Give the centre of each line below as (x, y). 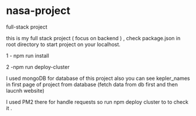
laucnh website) (25, 90)
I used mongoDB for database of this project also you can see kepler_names (98, 78)
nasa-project (38, 11)
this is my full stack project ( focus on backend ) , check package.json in (93, 38)
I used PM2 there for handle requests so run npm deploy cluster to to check (97, 102)
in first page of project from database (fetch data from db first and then (92, 84)
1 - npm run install (28, 55)
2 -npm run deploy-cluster (38, 67)
